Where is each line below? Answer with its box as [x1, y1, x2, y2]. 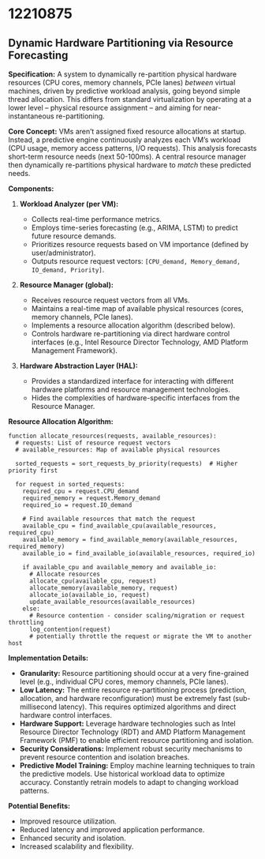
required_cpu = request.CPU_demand [22, 487, 140, 495]
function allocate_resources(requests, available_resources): [8, 432, 217, 440]
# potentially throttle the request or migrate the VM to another [28, 632, 252, 640]
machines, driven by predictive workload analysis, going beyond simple [8, 86, 241, 96]
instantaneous [8, 111, 54, 121]
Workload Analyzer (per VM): [19, 199, 119, 208]
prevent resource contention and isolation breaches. [19, 752, 190, 762]
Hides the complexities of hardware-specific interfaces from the [31, 393, 241, 403]
